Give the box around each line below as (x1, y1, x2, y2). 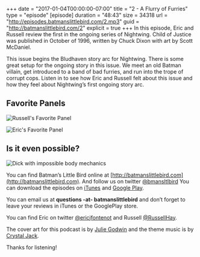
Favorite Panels (6, 98, 66, 109)
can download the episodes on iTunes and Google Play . (6, 184, 145, 191)
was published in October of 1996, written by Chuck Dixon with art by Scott (6, 37, 193, 44)
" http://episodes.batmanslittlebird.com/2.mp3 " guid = (6, 18, 140, 25)
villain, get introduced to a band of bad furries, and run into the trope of (6, 68, 184, 75)
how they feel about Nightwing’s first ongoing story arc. (6, 81, 145, 88)
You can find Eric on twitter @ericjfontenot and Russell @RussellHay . (6, 214, 177, 221)
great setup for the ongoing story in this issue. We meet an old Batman (6, 62, 182, 69)
